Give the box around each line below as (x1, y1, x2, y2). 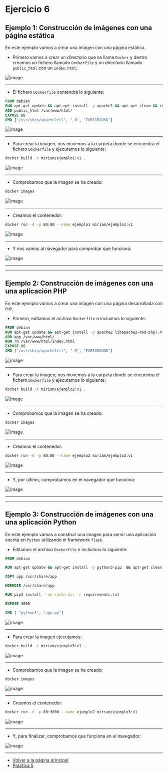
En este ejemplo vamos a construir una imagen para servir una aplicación (5, 531, 156, 537)
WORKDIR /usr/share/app (5, 583, 55, 588)
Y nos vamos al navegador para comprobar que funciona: (12, 245, 131, 251)
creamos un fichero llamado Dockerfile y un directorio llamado (12, 60, 142, 66)
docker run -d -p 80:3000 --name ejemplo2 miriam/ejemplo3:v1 (5, 710, 137, 715)
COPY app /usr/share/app (5, 574, 57, 579)
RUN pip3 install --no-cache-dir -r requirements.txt (5, 592, 120, 597)
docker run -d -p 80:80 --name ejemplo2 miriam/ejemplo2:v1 (5, 453, 133, 458)
